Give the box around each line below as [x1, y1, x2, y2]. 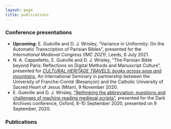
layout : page [5, 7, 33, 13]
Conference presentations [5, 29, 72, 36]
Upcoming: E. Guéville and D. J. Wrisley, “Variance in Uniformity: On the [12, 40, 164, 46]
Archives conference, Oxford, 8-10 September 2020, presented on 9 [12, 100, 157, 106]
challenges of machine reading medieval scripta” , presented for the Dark [12, 95, 166, 101]
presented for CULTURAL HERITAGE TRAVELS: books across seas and [12, 67, 162, 74]
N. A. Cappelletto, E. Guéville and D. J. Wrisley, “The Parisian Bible [12, 57, 152, 63]
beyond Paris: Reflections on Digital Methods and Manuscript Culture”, [12, 62, 161, 68]
